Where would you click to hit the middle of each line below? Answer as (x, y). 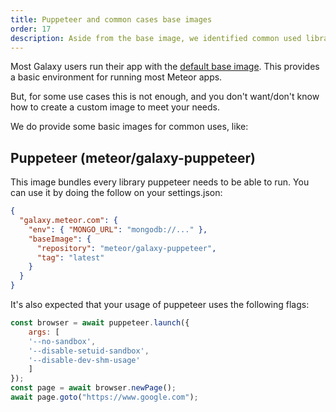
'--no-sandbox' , (62, 341)
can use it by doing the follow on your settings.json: (116, 193)
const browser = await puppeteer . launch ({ (100, 323)
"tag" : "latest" (70, 257)
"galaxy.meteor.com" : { (68, 221)
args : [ (44, 332)
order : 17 (31, 29)
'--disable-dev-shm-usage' (84, 360)
